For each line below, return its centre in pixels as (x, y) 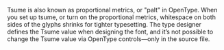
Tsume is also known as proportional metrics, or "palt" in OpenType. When (112, 10)
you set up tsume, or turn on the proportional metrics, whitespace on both (111, 17)
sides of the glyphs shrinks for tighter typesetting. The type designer (104, 24)
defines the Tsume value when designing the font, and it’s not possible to (110, 32)
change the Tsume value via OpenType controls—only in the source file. (109, 39)
